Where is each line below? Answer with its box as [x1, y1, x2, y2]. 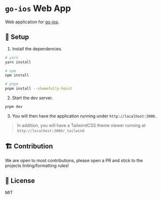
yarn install [5, 60, 31, 64]
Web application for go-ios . [5, 19, 59, 25]
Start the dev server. [12, 95, 53, 101]
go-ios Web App [5, 3, 71, 14]
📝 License [5, 177, 35, 185]
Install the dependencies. [12, 46, 63, 51]
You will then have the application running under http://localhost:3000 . [12, 113, 156, 119]
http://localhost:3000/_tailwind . [16, 127, 86, 133]
